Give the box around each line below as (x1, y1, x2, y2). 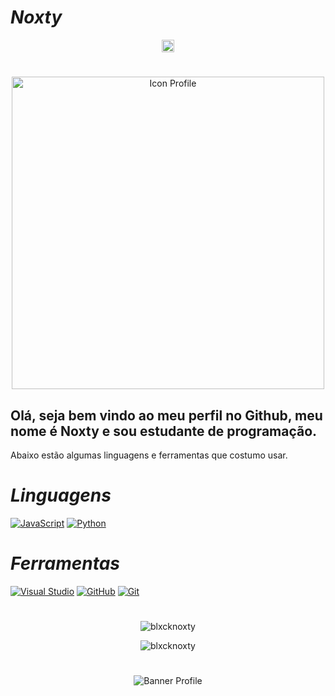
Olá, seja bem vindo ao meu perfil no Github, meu (10, 407, 323, 424)
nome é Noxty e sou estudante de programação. (10, 422, 318, 440)
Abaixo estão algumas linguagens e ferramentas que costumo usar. (10, 449, 288, 461)
